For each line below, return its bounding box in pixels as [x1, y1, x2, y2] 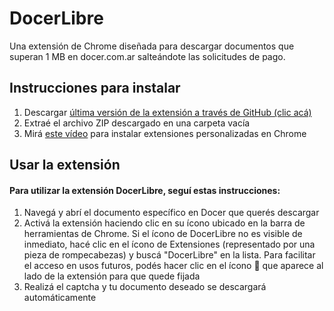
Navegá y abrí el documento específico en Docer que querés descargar [23, 207, 320, 219]
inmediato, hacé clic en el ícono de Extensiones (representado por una [23, 238, 316, 251]
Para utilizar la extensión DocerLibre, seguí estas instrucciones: [9, 184, 281, 196]
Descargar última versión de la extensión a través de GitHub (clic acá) [23, 106, 312, 118]
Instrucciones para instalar [9, 80, 181, 97]
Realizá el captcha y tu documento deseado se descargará [23, 281, 267, 293]
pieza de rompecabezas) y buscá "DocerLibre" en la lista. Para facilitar [23, 249, 316, 261]
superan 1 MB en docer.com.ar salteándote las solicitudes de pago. [9, 50, 286, 62]
